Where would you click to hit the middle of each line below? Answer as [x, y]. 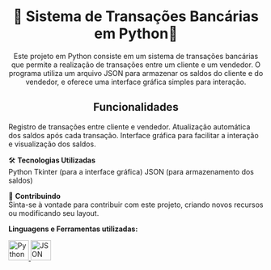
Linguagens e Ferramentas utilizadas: [73, 229]
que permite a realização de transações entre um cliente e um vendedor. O [136, 65]
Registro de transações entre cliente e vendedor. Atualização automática [129, 127]
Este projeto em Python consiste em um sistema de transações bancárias [136, 56]
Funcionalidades [136, 107]
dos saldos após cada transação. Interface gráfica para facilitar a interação [133, 135]
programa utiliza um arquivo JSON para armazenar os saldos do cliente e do [136, 73]
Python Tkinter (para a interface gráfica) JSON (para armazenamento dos [131, 171]
